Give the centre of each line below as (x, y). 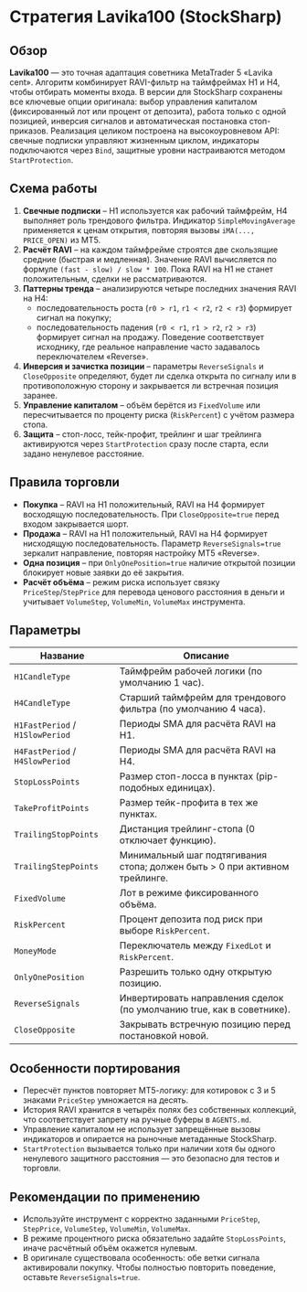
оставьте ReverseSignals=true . (81, 1277)
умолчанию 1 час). (162, 683)
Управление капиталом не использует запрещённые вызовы (142, 1129)
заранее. (40, 395)
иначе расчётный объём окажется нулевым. (110, 1248)
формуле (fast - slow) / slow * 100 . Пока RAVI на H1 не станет (148, 269)
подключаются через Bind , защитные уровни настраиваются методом (148, 150)
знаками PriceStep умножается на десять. (106, 1100)
